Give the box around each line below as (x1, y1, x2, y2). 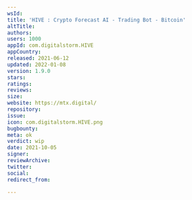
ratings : (7, 80, 32, 87)
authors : (7, 29, 32, 36)
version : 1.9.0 (7, 67, 51, 74)
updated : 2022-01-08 (7, 61, 67, 68)
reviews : (7, 87, 32, 93)
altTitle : (7, 23, 36, 30)
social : (7, 170, 30, 177)
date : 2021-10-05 (7, 144, 57, 151)
